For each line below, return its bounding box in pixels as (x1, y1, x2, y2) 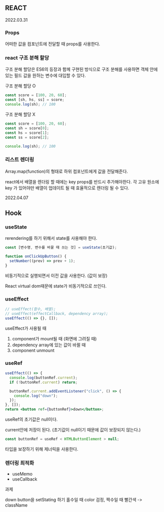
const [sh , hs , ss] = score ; (5, 98, 65, 102)
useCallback (12, 476, 38, 482)
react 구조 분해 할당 (5, 54, 49, 61)
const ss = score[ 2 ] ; (5, 135, 49, 140)
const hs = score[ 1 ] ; (5, 130, 49, 135)
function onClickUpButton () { (5, 254, 67, 259)
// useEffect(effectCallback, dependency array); (5, 311, 109, 316)
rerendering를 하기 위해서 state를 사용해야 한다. (5, 235, 97, 241)
